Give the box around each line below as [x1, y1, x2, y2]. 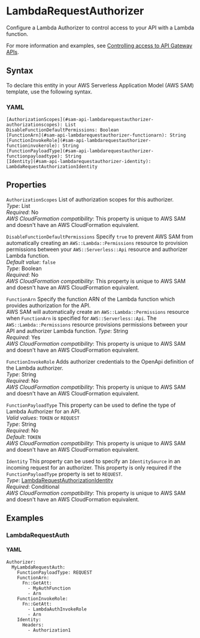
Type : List [6, 202, 31, 209]
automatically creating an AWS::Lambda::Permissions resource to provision [6, 239, 189, 246]
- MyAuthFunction [28, 585, 71, 591]
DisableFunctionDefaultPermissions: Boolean [6, 127, 119, 133]
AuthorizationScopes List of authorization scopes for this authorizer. [6, 196, 174, 203]
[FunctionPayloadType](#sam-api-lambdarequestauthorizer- [6, 148, 154, 154]
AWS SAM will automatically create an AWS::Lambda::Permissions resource [6, 308, 190, 315]
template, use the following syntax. [6, 88, 93, 95]
